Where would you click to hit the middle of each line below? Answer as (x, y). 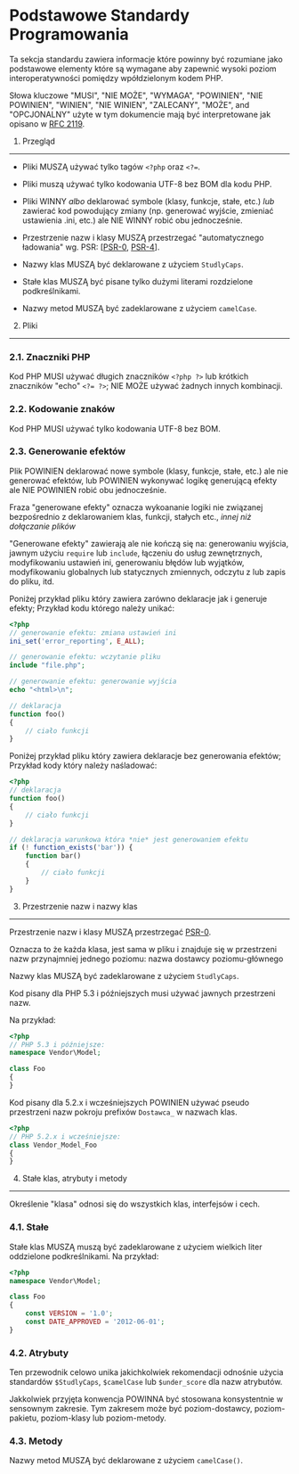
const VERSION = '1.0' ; (69, 1313)
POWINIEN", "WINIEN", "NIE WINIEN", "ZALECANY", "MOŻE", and (129, 104)
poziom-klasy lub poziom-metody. (104, 1418)
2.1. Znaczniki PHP (50, 357)
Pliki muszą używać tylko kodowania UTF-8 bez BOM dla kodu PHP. (147, 184)
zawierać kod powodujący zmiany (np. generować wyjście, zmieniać (148, 210)
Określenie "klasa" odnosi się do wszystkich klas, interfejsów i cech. (135, 1204)
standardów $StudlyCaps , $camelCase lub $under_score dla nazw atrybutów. (146, 1382)
